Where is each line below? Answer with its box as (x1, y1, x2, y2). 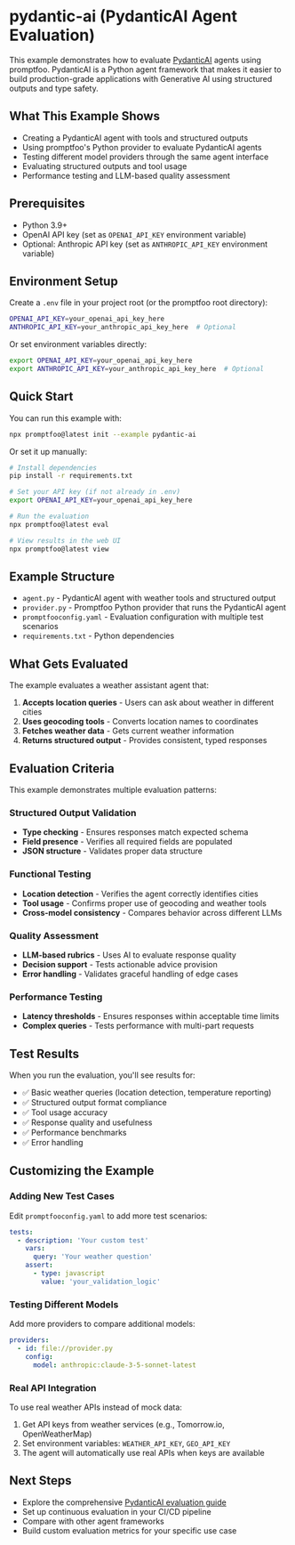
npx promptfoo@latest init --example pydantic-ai (9, 430, 197, 439)
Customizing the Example (9, 1163, 155, 1178)
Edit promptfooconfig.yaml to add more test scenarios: (9, 1210, 208, 1221)
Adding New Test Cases (9, 1190, 116, 1202)
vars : (25, 1244, 46, 1253)
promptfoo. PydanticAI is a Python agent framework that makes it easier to (9, 64, 282, 75)
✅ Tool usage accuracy (21, 1107, 108, 1118)
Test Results (9, 1046, 80, 1061)
